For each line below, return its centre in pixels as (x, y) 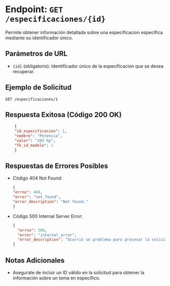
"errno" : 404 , (27, 192)
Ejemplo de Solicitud (38, 88)
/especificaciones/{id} (55, 19)
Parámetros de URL (36, 54)
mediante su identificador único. (39, 38)
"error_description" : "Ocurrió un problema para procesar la (84, 240)
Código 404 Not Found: (37, 178)
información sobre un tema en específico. (56, 278)
